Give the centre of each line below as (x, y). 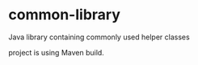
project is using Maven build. (57, 52)
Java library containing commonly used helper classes (99, 37)
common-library (65, 15)
